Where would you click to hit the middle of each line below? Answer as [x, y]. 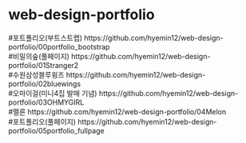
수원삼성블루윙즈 [38, 74]
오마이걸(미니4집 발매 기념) [55, 93]
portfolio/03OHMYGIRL [46, 102]
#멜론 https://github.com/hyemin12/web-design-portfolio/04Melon [117, 111]
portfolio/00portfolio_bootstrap [59, 46]
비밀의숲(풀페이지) [41, 56]
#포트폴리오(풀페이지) [42, 121]
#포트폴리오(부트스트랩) [45, 38]
